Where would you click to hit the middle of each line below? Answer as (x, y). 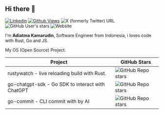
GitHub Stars (136, 62)
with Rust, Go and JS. (27, 40)
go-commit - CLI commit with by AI (49, 101)
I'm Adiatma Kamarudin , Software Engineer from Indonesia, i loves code (78, 35)
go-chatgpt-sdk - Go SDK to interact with (56, 84)
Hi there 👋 (20, 9)
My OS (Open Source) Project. (36, 50)
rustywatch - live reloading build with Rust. (57, 73)
